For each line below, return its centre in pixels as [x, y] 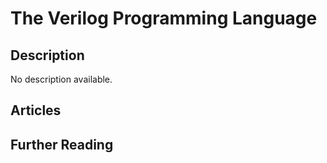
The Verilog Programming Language [164, 18]
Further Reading [62, 144]
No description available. [61, 79]
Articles [36, 110]
